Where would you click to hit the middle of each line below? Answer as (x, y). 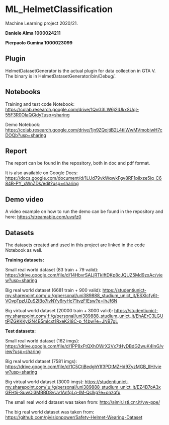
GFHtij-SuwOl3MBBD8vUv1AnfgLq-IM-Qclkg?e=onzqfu (63, 392)
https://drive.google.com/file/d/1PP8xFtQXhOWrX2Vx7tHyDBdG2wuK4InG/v (84, 346)
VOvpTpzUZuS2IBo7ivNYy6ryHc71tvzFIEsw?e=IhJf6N (61, 301)
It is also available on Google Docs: (41, 173)
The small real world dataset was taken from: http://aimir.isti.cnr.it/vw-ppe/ (83, 402)
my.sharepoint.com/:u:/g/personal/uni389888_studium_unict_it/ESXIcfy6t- (82, 295)
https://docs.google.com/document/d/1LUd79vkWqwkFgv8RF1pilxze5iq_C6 (83, 178)
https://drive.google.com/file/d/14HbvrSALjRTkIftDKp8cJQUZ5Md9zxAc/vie (84, 275)
